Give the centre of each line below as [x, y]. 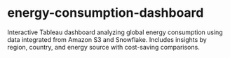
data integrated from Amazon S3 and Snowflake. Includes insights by [107, 39]
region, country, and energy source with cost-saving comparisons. [103, 47]
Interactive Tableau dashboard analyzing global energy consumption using [115, 32]
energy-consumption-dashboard [106, 13]
